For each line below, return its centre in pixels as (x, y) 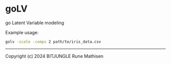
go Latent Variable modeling (35, 23)
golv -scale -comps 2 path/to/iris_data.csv (53, 42)
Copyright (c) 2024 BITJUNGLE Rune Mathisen (54, 56)
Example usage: (22, 32)
